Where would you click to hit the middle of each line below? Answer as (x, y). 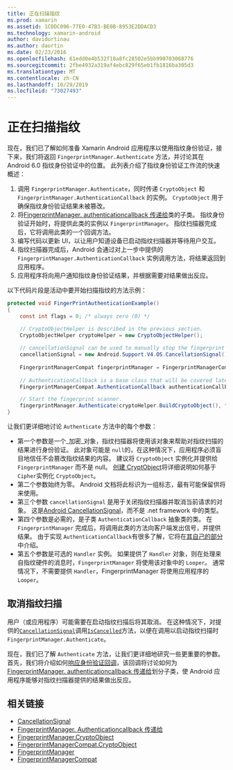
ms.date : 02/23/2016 (37, 53)
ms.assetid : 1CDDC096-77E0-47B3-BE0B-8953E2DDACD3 (82, 26)
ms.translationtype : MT (42, 71)
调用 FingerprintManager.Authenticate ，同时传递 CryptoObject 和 (111, 189)
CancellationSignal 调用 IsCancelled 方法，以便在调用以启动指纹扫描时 (119, 630)
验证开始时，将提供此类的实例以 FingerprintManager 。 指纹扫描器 (111, 223)
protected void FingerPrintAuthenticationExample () (83, 303)
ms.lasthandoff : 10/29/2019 (48, 85)
